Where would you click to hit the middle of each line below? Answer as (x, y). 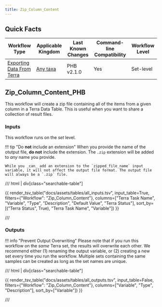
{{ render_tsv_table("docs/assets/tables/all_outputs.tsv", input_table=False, (80, 280)
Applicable (49, 46)
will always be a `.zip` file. (36, 174)
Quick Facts (23, 29)
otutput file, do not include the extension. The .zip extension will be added (80, 152)
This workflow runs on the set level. (40, 137)
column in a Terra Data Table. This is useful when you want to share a (74, 109)
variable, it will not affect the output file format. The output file (78, 170)
